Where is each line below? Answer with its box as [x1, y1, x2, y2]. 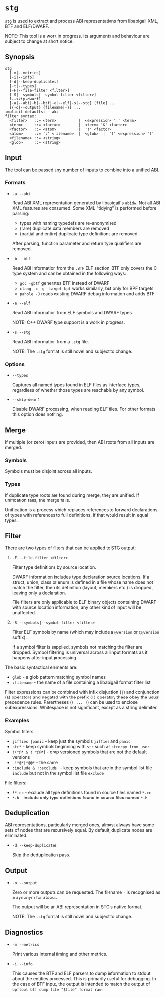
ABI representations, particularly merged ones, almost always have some [5, 822, 155, 828]
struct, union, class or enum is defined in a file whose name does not [12, 579, 154, 585]
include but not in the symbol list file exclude [12, 770, 104, 776]
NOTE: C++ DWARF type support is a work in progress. [12, 319, 125, 325]
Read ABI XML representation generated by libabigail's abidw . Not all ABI [12, 200, 160, 206]
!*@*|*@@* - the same [14, 759, 58, 765]
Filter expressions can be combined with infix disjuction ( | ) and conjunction [5, 689, 160, 695]
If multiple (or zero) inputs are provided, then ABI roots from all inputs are [5, 439, 155, 445]
